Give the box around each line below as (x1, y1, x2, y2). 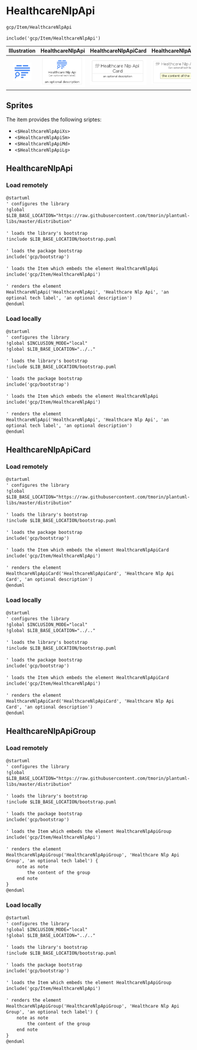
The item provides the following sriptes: (6, 116, 102, 123)
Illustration (8, 47, 36, 54)
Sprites (6, 100, 33, 110)
